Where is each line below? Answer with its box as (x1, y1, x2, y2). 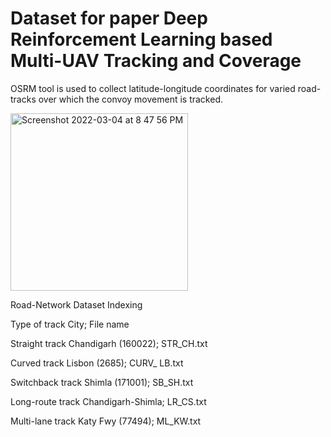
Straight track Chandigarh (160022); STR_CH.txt (10, 337, 208, 349)
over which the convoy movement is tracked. (38, 93, 224, 105)
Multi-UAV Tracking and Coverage (10, 50, 302, 72)
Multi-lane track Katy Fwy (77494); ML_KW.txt (10, 415, 202, 427)
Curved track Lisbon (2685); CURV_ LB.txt (10, 357, 184, 369)
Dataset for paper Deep (10, 7, 208, 30)
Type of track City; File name (10, 318, 130, 330)
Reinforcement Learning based (10, 28, 273, 51)
